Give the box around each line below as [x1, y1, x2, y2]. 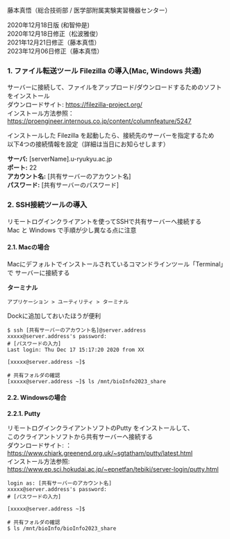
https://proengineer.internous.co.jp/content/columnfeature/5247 [7, 117, 192, 125]
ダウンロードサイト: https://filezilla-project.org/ [7, 100, 142, 109]
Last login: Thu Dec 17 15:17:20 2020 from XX [7, 346, 145, 353]
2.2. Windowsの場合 [7, 394, 67, 402]
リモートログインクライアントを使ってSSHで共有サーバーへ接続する [7, 217, 202, 225]
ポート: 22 [7, 163, 37, 172]
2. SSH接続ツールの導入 [7, 200, 88, 210]
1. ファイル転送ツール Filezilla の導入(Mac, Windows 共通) [7, 65, 202, 75]
